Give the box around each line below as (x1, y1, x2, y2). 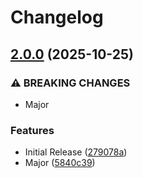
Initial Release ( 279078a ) (24, 146, 128, 158)
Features (10, 123, 55, 137)
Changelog (10, 6, 104, 29)
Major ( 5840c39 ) (24, 157, 96, 169)
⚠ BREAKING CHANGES (10, 76, 131, 90)
